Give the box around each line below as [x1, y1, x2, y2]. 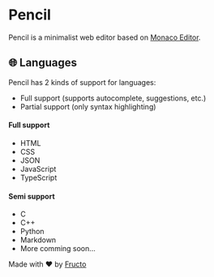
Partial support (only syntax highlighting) [19, 101, 156, 111]
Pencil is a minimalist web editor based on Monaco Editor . [8, 32, 201, 42]
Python [19, 227, 45, 237]
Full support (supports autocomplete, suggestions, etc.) [19, 93, 207, 103]
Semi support [8, 191, 55, 201]
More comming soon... [19, 244, 96, 254]
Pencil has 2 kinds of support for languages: [8, 77, 156, 87]
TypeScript [19, 173, 58, 182]
